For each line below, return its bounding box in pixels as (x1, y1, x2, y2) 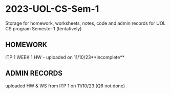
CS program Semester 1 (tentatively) (5, 25, 82, 31)
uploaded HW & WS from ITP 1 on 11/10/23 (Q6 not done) (5, 83, 125, 89)
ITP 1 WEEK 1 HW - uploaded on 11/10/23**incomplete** (5, 54, 125, 60)
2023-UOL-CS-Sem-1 (5, 3, 99, 15)
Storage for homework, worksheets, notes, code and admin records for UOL (5, 20, 166, 26)
